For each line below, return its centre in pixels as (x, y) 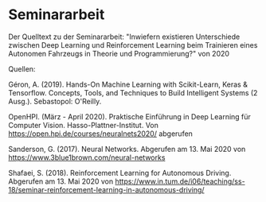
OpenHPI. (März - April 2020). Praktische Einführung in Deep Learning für (129, 116)
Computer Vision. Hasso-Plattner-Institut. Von (84, 125)
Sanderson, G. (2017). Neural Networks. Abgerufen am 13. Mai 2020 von (127, 149)
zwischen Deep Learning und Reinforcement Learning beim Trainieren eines (133, 45)
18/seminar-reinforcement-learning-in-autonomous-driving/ (106, 189)
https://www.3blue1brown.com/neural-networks (87, 157)
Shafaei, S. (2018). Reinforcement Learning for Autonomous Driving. (120, 173)
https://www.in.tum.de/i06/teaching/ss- (180, 181)
